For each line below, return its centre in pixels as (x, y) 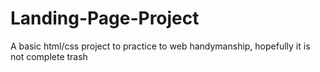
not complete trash (49, 56)
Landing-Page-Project (105, 18)
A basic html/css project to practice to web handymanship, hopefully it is (160, 46)
